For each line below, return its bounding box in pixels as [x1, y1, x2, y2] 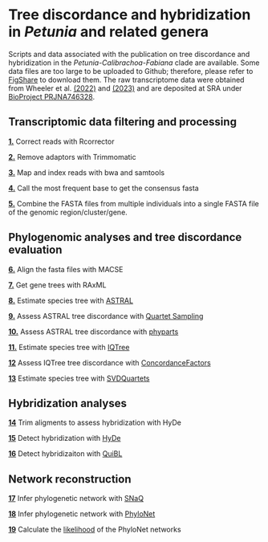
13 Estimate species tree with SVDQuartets [8, 373, 150, 383]
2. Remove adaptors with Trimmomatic [8, 152, 136, 161]
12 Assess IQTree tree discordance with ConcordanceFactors [8, 357, 211, 367]
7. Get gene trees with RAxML [8, 279, 107, 290]
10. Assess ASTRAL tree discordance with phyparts [8, 327, 179, 336]
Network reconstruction [8, 472, 132, 486]
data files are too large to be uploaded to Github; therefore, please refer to [8, 66, 254, 75]
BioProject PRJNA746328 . [8, 92, 95, 101]
